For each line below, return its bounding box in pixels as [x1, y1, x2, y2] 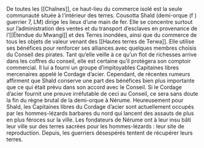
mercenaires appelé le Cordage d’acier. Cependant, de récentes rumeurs [6, 71, 191, 77]
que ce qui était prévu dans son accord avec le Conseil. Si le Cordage [6, 84, 182, 91]
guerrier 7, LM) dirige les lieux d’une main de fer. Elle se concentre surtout [6, 18, 193, 25]
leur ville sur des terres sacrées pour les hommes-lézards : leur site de [6, 123, 185, 130]
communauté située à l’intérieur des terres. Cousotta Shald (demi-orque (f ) [6, 12, 197, 19]
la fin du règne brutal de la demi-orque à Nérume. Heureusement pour [6, 96, 184, 104]
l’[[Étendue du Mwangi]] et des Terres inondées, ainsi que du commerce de [6, 31, 197, 39]
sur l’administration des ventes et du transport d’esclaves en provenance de [6, 25, 198, 32]
